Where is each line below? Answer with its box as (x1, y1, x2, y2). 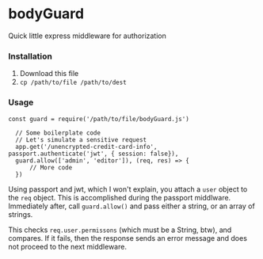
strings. (8, 209, 33, 219)
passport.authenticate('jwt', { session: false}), (8, 150, 179, 158)
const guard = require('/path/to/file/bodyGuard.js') (8, 115, 190, 123)
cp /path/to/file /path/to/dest (19, 78, 127, 87)
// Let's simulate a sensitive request (15, 135, 147, 143)
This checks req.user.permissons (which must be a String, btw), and (8, 225, 232, 234)
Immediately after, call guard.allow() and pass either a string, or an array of (8, 201, 255, 211)
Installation (8, 51, 53, 62)
